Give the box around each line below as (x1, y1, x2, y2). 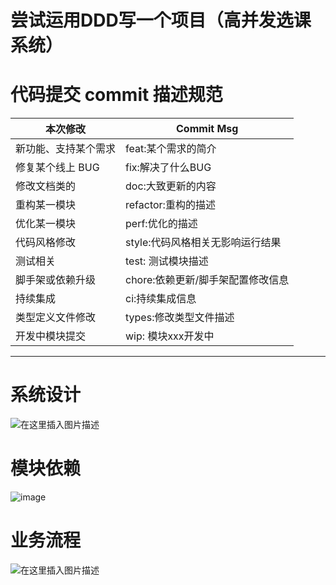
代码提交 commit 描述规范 (10, 84, 223, 106)
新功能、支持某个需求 (15, 142, 117, 156)
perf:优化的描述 (125, 217, 198, 231)
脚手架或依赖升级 (15, 273, 97, 287)
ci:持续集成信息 (125, 292, 197, 306)
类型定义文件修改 (15, 311, 97, 325)
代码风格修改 (15, 236, 77, 250)
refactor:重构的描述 (125, 198, 216, 212)
